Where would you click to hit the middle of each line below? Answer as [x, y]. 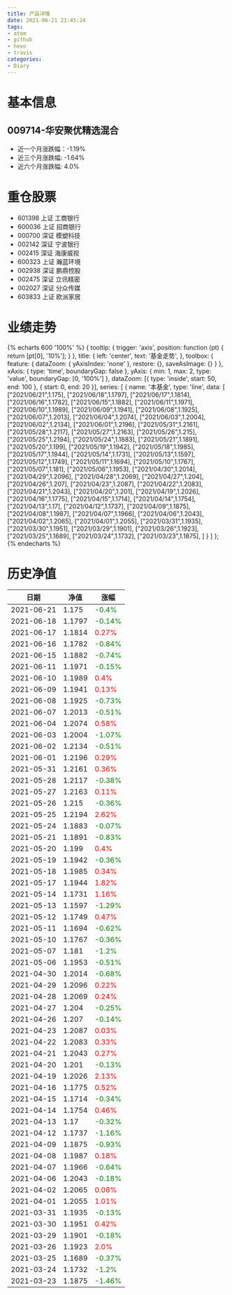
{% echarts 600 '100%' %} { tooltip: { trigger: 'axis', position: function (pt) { [116, 347]
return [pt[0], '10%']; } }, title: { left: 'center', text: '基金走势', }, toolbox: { [110, 356]
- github [20, 40]
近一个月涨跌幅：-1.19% [51, 148]
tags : [15, 27]
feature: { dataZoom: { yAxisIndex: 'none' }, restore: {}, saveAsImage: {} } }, [115, 363]
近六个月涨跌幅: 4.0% [48, 166]
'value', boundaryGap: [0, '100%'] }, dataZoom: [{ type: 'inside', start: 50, [112, 378]
